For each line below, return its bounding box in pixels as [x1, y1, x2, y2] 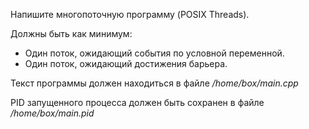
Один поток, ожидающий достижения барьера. [24, 58, 228, 69]
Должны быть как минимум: [10, 28, 133, 39]
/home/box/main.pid [10, 107, 95, 119]
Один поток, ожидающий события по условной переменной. [24, 47, 285, 59]
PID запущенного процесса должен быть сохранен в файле [10, 97, 265, 108]
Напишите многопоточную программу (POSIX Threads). [10, 9, 250, 20]
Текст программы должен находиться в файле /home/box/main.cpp [10, 77, 299, 89]
